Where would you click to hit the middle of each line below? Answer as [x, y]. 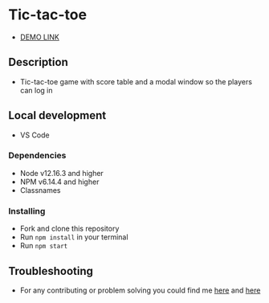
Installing [27, 211]
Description [38, 62]
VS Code [35, 135]
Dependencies [37, 156]
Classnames [41, 190]
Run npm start [44, 246]
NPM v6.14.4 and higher [59, 182]
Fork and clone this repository [69, 229]
